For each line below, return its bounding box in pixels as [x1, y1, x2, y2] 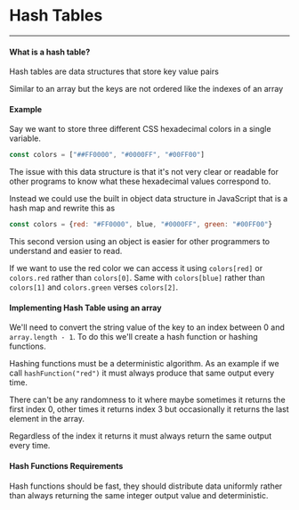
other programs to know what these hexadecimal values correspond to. [9, 176, 271, 187]
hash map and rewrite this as [9, 202, 116, 214]
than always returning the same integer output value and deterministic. [9, 489, 269, 500]
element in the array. [9, 414, 85, 424]
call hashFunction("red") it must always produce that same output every [9, 367, 275, 379]
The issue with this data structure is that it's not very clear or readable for [9, 167, 279, 177]
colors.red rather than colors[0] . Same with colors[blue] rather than [9, 273, 265, 284]
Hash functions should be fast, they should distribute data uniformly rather [9, 481, 283, 491]
